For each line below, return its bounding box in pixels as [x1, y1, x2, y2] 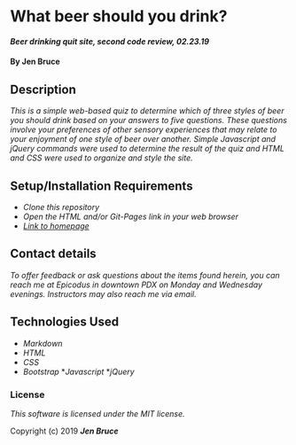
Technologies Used [10, 315, 119, 330]
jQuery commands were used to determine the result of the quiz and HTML [10, 144, 284, 154]
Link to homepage [22, 221, 90, 231]
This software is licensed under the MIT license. [10, 408, 185, 418]
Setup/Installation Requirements [10, 178, 193, 193]
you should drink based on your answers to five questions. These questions [10, 115, 287, 126]
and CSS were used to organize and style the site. [10, 152, 193, 163]
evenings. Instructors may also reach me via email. [10, 288, 198, 299]
